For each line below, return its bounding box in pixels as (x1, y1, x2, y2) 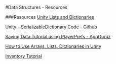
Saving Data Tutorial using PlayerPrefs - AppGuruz (5, 34, 111, 39)
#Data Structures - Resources (5, 5, 67, 10)
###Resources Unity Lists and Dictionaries (5, 14, 95, 20)
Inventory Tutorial (5, 53, 42, 59)
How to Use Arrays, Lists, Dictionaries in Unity (5, 43, 102, 49)
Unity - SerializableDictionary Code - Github (5, 24, 97, 30)
